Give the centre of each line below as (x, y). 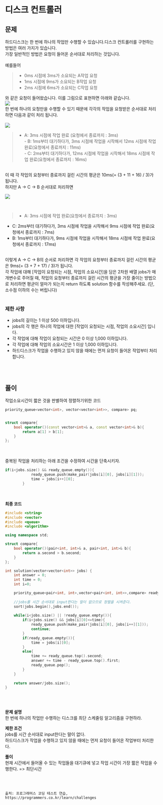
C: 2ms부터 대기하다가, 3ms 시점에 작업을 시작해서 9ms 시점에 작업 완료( (81, 226)
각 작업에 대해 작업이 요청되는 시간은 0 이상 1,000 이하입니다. (70, 339)
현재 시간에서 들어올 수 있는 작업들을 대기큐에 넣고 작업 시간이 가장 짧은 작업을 (79, 763)
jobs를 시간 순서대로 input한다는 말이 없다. (45, 734)
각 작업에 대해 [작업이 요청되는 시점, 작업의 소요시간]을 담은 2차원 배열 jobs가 (78, 272)
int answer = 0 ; (30, 575)
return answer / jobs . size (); (42, 683)
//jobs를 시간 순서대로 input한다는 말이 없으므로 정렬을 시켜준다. (73, 602)
